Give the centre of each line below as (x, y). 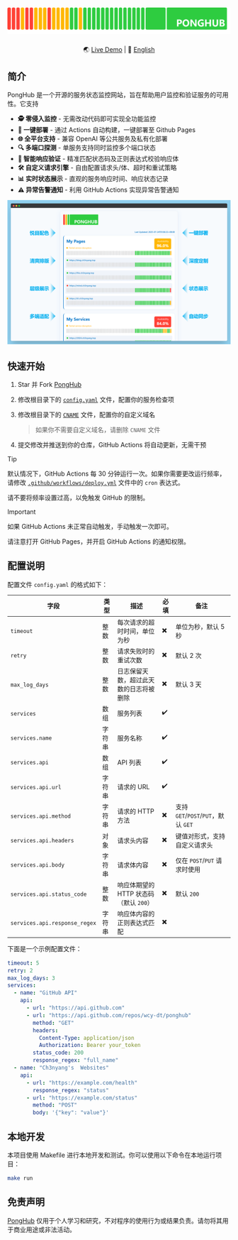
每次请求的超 (136, 622)
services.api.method (41, 816)
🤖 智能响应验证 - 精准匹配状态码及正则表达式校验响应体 (98, 159)
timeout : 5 (23, 963)
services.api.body (38, 865)
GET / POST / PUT (194, 816)
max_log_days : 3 (31, 978)
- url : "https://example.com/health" (82, 1082)
